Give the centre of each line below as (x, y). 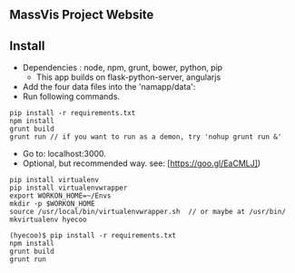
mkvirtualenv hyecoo (49, 220)
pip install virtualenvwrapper (69, 188)
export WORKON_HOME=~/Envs (60, 196)
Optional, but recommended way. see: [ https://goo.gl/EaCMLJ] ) (142, 163)
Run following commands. (71, 97)
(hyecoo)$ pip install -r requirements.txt (93, 236)
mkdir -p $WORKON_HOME (52, 204)
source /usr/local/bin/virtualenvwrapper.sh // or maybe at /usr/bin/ (147, 212)
